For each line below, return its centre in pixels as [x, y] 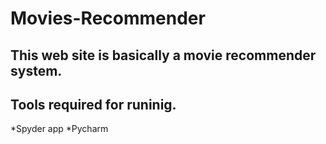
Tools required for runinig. [93, 104]
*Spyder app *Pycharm [59, 129]
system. [36, 70]
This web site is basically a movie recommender [163, 55]
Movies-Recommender [108, 18]
